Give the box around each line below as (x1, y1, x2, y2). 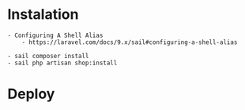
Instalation (7, 5, 79, 24)
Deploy (7, 85, 55, 103)
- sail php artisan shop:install (7, 59, 118, 67)
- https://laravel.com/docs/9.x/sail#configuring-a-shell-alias (21, 38, 238, 46)
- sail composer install (7, 52, 89, 60)
